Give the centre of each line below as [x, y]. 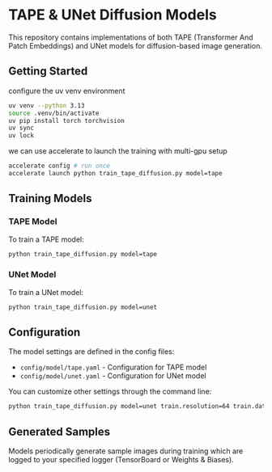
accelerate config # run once [59, 166]
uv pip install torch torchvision [67, 120]
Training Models [50, 198]
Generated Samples [59, 431]
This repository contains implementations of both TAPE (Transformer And [131, 37]
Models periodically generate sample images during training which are [126, 451]
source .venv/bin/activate [54, 113]
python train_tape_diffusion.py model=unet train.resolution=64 [119, 407]
